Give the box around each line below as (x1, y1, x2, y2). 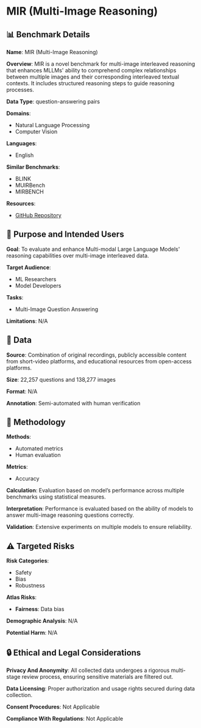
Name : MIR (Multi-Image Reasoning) (6, 49, 99, 55)
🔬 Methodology (6, 417, 66, 427)
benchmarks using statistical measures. (6, 493, 107, 500)
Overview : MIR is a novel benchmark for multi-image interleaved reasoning (6, 60, 196, 68)
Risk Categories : (6, 557, 49, 564)
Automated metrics (15, 445, 64, 452)
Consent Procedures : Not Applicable (6, 703, 100, 710)
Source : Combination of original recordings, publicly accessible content (6, 351, 187, 359)
